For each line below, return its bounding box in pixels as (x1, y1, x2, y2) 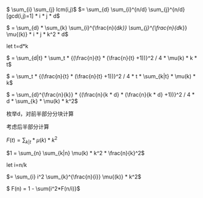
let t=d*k (6, 43, 29, 50)
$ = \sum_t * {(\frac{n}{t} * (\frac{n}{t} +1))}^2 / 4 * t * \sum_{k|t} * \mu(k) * (6, 73, 196, 79)
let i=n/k (6, 161, 27, 169)
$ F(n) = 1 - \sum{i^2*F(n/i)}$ (6, 185, 80, 193)
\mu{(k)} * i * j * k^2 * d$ (6, 31, 69, 38)
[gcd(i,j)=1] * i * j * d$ (6, 12, 60, 20)
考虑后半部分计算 (6, 123, 49, 130)
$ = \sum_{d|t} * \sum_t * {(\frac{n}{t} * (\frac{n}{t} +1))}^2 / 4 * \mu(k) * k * (6, 54, 198, 61)
